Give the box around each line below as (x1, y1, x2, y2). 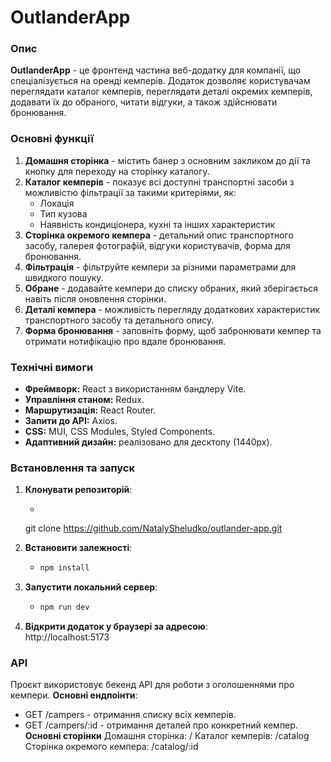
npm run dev (39, 602, 90, 613)
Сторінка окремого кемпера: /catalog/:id (24, 741, 199, 753)
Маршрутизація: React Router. (24, 404, 157, 416)
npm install (39, 563, 90, 573)
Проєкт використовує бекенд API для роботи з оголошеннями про (10, 679, 295, 691)
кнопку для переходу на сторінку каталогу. (24, 165, 210, 177)
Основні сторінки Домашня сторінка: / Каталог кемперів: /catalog (24, 730, 310, 742)
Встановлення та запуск (10, 461, 135, 475)
